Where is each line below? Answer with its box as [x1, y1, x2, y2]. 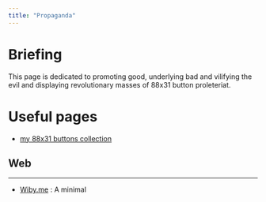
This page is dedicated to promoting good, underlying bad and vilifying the [8, 72, 253, 81]
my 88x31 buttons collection [19, 133, 112, 143]
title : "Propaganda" [8, 11, 77, 20]
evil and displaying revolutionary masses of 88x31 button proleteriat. [8, 80, 231, 89]
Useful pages [8, 107, 97, 125]
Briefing [8, 45, 63, 63]
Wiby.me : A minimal [19, 185, 87, 194]
